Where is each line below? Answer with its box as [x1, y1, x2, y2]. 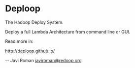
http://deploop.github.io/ [5, 48, 55, 54]
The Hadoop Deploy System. [5, 19, 64, 25]
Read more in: [5, 38, 34, 44]
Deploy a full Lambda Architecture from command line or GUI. [5, 29, 131, 34]
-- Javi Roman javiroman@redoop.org [5, 57, 82, 63]
